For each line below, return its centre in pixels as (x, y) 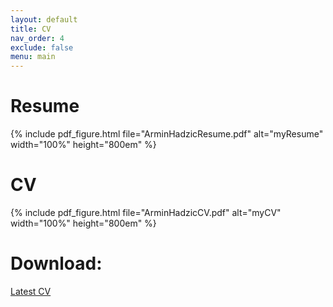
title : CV (31, 29)
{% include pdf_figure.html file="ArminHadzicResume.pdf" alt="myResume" (167, 134)
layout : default (44, 19)
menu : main (33, 57)
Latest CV (31, 291)
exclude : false (42, 47)
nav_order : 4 (37, 38)
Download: (56, 263)
